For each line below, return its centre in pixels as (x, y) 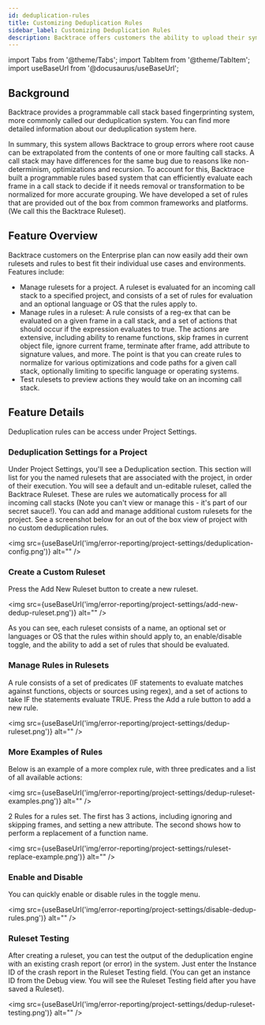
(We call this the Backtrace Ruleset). (67, 211)
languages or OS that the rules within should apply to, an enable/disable (125, 637)
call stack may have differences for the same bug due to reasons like (120, 161)
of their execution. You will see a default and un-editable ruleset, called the (130, 485)
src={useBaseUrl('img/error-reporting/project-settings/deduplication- (140, 543)
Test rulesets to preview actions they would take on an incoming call (131, 379)
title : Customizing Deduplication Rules (76, 23)
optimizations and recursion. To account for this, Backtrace (148, 170)
